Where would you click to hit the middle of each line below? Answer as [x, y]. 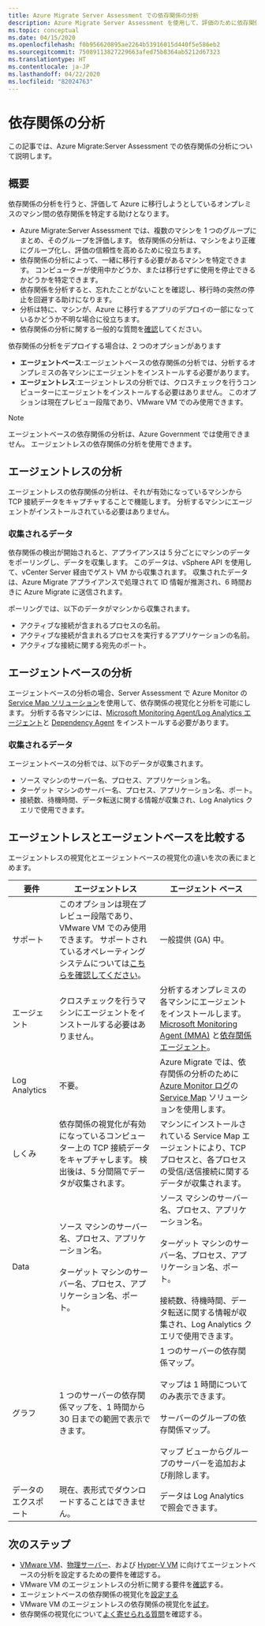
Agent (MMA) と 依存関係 [206, 1036]
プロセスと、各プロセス [203, 1160]
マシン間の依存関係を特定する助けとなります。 [97, 214]
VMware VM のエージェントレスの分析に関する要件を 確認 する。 [123, 1585]
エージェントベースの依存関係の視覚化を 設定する [99, 1594]
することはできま [106, 1502]
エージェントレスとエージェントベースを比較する [127, 837]
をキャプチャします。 [98, 1160]
